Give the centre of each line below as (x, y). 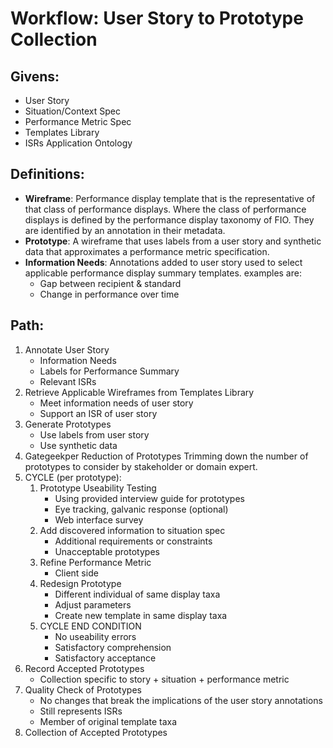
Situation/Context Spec (72, 111)
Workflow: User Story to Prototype (157, 18)
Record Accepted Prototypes (84, 668)
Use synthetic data (78, 445)
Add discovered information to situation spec (132, 530)
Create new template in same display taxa (141, 615)
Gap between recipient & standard (110, 283)
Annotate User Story (67, 349)
